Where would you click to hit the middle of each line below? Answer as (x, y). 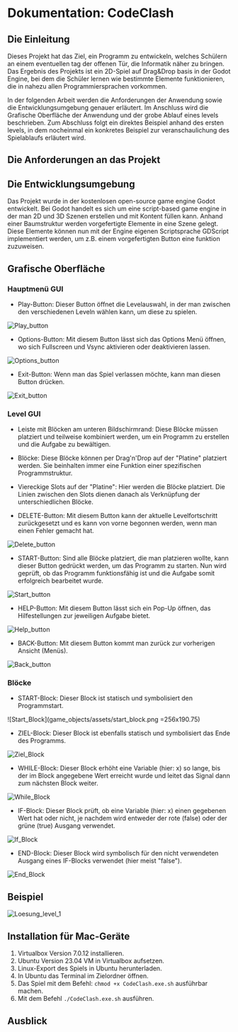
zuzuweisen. (26, 247)
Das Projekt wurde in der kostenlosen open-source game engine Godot (111, 201)
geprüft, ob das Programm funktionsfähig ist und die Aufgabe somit (116, 573)
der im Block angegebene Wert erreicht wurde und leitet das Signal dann (124, 776)
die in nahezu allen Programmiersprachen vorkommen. (87, 86)
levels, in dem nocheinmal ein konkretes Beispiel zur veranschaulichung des (119, 130)
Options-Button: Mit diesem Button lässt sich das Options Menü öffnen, (121, 339)
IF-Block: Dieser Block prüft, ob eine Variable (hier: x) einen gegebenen (122, 811)
